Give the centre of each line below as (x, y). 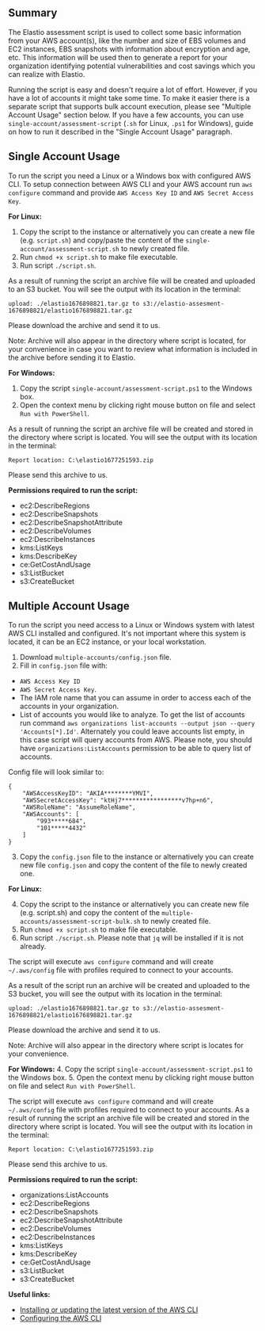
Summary (33, 13)
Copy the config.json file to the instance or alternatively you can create (137, 857)
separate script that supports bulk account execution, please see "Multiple (130, 106)
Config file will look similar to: (56, 772)
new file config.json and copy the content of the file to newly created (133, 865)
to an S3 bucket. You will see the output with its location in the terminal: (125, 289)
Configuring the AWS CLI (61, 1318)
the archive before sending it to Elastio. (72, 357)
